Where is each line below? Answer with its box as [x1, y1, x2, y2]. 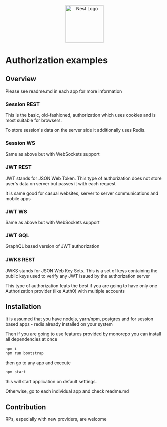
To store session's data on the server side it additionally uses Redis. [5, 127, 146, 133]
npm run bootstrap [5, 351, 44, 356]
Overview [5, 74, 37, 83]
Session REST [5, 101, 40, 108]
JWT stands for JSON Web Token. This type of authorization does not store [5, 175, 162, 181]
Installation [5, 302, 41, 311]
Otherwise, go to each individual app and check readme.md [5, 388, 129, 394]
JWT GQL [5, 232, 29, 239]
